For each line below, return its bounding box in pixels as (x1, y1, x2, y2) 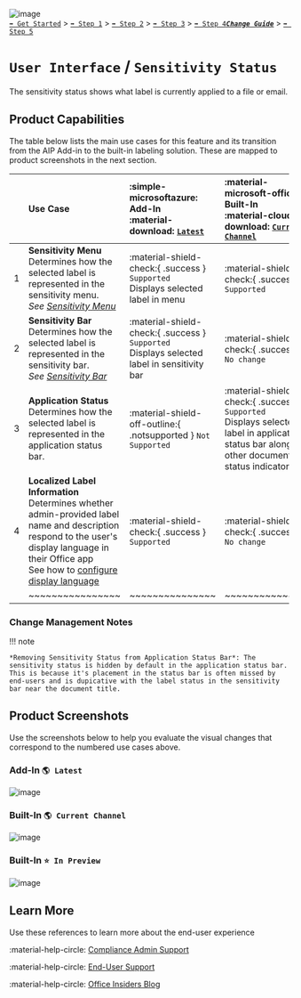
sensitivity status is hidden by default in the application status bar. (9, 661, 289, 670)
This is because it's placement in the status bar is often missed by (9, 669, 276, 678)
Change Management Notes (9, 615, 133, 628)
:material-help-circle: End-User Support (9, 961, 155, 972)
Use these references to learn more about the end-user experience (9, 927, 256, 937)
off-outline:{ (129, 418, 181, 430)
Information (28, 485, 80, 498)
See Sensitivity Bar (28, 369, 107, 382)
